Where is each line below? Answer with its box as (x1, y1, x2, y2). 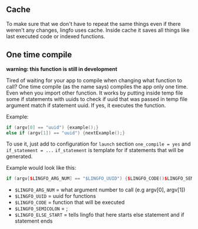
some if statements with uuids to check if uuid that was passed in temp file (6, 95, 187, 102)
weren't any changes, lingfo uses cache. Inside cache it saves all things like (6, 26, 190, 33)
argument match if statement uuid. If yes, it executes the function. (6, 102, 166, 109)
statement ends (14, 217, 53, 225)
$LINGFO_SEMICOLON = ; (14, 205, 68, 212)
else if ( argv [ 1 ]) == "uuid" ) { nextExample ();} (6, 130, 126, 136)
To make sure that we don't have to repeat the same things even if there (6, 20, 181, 27)
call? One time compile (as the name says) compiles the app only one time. (6, 83, 189, 90)
